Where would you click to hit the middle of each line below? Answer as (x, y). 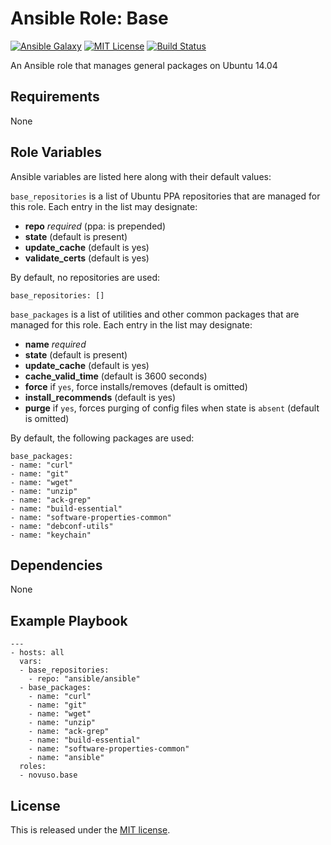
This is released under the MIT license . (90, 830)
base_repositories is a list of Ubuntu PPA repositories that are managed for (165, 196)
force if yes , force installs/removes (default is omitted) (136, 386)
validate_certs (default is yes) (87, 258)
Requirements (55, 97)
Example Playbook (69, 620)
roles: (33, 767)
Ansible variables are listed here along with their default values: (141, 176)
